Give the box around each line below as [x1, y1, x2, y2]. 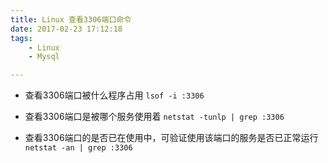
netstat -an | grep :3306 [24, 143, 133, 153]
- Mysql [28, 52, 60, 62]
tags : [10, 33, 33, 43]
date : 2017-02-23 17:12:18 [10, 24, 123, 34]
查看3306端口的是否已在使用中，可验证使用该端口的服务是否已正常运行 [24, 132, 319, 144]
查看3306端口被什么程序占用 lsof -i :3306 [24, 89, 205, 101]
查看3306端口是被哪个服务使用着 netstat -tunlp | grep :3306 [24, 111, 285, 123]
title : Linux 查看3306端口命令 [10, 14, 132, 25]
